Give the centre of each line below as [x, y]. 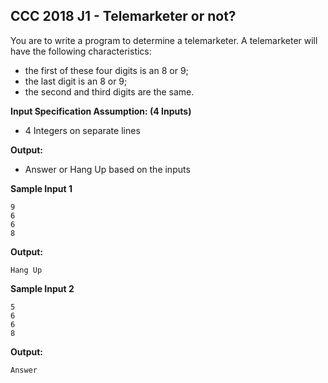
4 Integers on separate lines [82, 130]
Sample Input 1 [41, 188]
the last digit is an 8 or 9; [76, 81]
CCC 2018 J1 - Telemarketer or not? [123, 16]
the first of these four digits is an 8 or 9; [106, 70]
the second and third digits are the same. [109, 91]
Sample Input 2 [42, 288]
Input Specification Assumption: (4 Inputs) [101, 111]
